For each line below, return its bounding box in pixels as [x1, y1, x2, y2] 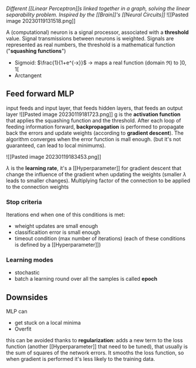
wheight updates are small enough [14, 223, 98, 230]
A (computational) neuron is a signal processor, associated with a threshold [6, 29, 189, 36]
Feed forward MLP [6, 89, 74, 99]
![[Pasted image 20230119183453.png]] [6, 153, 101, 160]
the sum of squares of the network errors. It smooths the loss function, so [6, 349, 184, 356]
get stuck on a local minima [14, 319, 81, 326]
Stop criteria [6, 197, 42, 206]
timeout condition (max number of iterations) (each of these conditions [14, 235, 185, 242]
